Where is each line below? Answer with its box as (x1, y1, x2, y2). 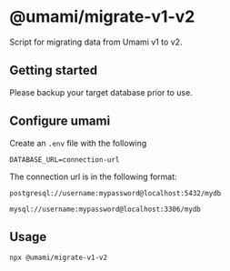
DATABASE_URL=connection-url (9, 155, 120, 165)
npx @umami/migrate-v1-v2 (9, 253, 107, 263)
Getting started (9, 63, 98, 78)
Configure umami (9, 114, 111, 129)
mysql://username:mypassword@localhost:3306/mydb (9, 205, 202, 214)
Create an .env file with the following (9, 137, 147, 148)
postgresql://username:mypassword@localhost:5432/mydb (9, 188, 222, 197)
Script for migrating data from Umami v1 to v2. (9, 36, 183, 47)
